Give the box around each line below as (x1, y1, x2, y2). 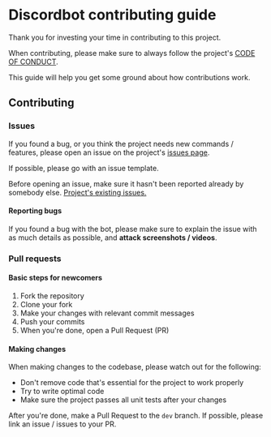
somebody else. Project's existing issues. (8, 187, 147, 197)
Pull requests (8, 253, 62, 264)
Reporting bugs (8, 206, 62, 216)
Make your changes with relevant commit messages (19, 308, 195, 318)
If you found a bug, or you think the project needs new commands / (8, 139, 234, 148)
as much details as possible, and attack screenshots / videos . (8, 233, 217, 242)
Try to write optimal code (19, 387, 105, 396)
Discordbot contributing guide (8, 6, 217, 24)
